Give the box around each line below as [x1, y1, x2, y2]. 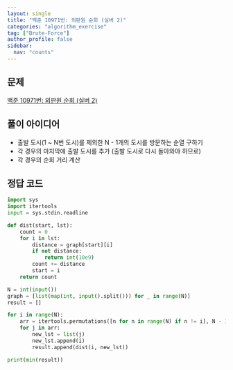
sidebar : [7, 42, 33, 49]
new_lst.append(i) [32, 337, 85, 344]
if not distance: [32, 248, 82, 255]
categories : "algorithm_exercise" [7, 23, 107, 30]
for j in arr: [19, 324, 60, 332]
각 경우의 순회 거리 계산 [17, 155, 81, 164]
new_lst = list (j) [32, 331, 85, 338]
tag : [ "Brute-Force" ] [7, 29, 70, 37]
